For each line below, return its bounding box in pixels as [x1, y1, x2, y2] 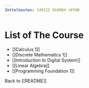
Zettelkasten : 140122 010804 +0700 [5, 7, 80, 13]
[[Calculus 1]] [12, 46, 40, 52]
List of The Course [5, 29, 84, 41]
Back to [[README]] [5, 77, 47, 84]
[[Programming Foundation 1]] [12, 68, 75, 74]
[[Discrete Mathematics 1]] [12, 51, 68, 57]
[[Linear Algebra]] [12, 62, 50, 69]
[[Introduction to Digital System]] [12, 57, 80, 63]
